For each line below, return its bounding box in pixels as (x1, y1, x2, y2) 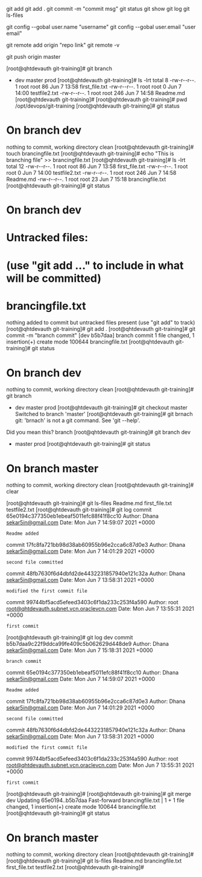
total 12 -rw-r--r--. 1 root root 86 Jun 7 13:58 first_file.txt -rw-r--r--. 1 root (6, 163, 188, 170)
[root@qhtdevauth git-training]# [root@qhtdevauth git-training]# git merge (6, 791, 192, 798)
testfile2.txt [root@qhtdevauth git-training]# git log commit (6, 506, 152, 513)
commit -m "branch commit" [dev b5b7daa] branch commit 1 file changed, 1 (6, 332, 195, 339)
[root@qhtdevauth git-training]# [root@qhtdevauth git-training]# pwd (14, 96, 188, 103)
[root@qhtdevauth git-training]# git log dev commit (6, 634, 133, 641)
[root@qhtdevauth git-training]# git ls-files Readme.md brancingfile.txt (6, 857, 182, 864)
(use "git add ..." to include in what (6, 258, 184, 272)
